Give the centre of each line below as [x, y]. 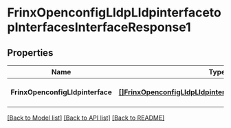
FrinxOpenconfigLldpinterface [61, 92]
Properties [30, 53]
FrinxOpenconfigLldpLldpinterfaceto [114, 13]
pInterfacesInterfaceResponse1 [99, 27]
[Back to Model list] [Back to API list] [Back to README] [86, 118]
